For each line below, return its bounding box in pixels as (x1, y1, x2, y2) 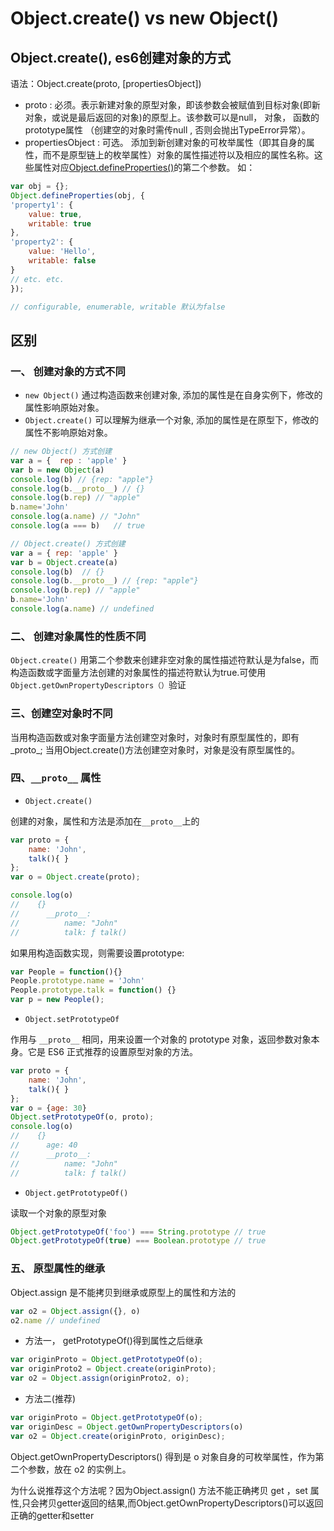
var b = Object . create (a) (10, 557, 118, 567)
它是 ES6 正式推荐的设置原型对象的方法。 (27, 1046, 198, 1058)
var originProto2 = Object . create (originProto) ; (10, 1364, 217, 1374)
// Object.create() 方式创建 (10, 538, 126, 549)
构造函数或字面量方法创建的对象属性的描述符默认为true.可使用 (10, 667, 267, 679)
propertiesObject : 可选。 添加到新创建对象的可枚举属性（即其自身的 (24, 137, 307, 148)
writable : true (28, 218, 92, 229)
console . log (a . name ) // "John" (10, 512, 141, 522)
